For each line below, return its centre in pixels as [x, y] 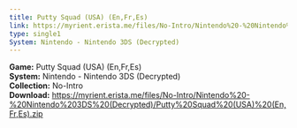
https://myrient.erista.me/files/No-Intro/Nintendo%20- [151, 95]
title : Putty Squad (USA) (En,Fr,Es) [79, 17]
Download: [30, 95]
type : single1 [35, 34]
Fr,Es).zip [26, 114]
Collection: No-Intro [46, 86]
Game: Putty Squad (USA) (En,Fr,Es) [76, 67]
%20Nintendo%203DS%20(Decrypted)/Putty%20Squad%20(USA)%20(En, [148, 105]
